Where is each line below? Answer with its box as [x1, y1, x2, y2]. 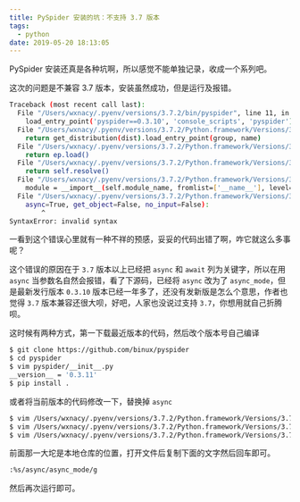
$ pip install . [9, 379, 70, 388]
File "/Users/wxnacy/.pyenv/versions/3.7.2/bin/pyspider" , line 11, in [17, 109, 290, 118]
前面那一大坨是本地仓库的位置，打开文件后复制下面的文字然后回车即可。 [9, 448, 275, 458]
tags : [9, 21, 29, 30]
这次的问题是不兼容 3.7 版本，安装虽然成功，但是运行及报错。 [9, 82, 237, 94]
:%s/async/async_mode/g [9, 465, 98, 474]
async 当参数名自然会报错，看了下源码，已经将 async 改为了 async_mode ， [9, 275, 279, 286]
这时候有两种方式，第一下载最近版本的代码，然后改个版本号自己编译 [9, 328, 260, 339]
